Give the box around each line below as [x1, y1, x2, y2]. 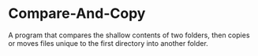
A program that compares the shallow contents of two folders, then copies [8, 30, 250, 40]
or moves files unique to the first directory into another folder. [8, 38, 209, 47]
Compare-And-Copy [8, 5, 146, 23]
